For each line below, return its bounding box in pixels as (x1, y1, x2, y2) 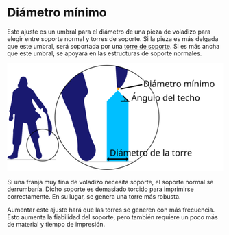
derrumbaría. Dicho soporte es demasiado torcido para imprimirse (7, 185, 194, 193)
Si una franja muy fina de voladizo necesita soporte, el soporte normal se (7, 177, 214, 186)
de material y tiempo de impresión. (7, 220, 106, 228)
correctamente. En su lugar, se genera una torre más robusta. (7, 192, 181, 200)
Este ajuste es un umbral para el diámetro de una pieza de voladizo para (7, 27, 211, 36)
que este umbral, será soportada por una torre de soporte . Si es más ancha (7, 42, 220, 50)
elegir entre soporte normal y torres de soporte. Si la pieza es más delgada (7, 34, 219, 42)
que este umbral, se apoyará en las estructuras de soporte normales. (7, 49, 202, 58)
